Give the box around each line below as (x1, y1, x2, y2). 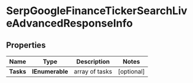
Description (76, 58, 110, 65)
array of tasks (73, 68, 112, 75)
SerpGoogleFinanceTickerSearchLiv (6, 4, 188, 18)
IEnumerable (32, 68, 68, 75)
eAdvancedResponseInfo (6, 16, 133, 30)
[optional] (117, 68, 145, 75)
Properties (6, 40, 46, 50)
